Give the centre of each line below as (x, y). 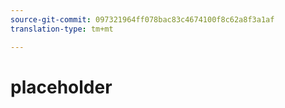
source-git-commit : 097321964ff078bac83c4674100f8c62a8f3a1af (142, 19)
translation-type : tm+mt (62, 29)
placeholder (61, 87)
